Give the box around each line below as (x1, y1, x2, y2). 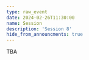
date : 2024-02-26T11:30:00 (6, 15, 75, 21)
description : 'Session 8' (6, 25, 72, 32)
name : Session (6, 20, 43, 26)
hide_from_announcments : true (6, 32, 84, 38)
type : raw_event (6, 8, 48, 15)
